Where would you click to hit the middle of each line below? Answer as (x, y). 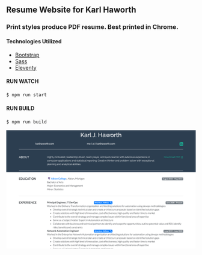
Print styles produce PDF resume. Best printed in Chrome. (92, 27)
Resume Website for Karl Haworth (71, 10)
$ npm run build (26, 122)
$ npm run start (26, 95)
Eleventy (26, 67)
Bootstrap (27, 55)
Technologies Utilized (34, 41)
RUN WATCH (23, 81)
